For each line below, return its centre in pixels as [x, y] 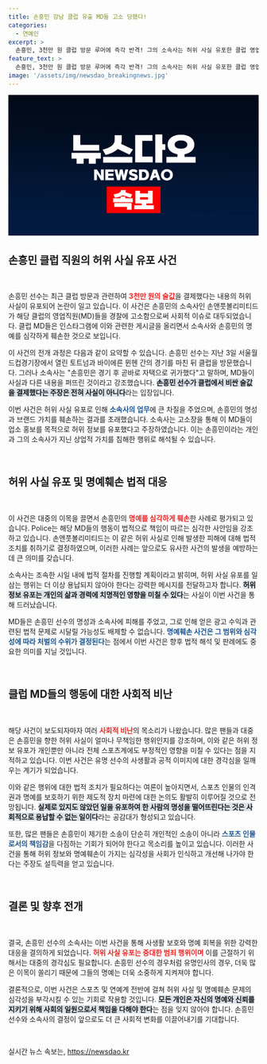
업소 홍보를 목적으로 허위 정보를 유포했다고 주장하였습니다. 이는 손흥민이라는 [126, 429]
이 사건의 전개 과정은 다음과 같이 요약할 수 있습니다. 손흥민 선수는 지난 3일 [122, 353]
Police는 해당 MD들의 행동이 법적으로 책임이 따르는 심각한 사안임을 [135, 528]
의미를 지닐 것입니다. [55, 651]
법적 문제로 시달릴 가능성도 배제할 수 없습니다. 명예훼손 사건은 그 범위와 [132, 631]
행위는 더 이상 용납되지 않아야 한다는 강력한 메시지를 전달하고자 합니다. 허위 [139, 584]
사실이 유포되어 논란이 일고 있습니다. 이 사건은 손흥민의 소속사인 [107, 306]
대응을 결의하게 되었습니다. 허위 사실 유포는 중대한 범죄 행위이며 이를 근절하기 [127, 952]
